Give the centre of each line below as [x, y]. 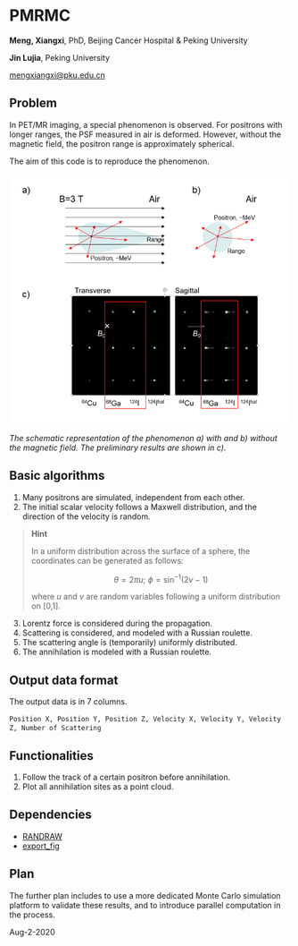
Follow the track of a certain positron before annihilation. [126, 777]
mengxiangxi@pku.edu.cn [57, 75]
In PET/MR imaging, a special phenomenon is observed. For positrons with [146, 124]
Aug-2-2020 [32, 932]
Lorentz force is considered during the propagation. [117, 624]
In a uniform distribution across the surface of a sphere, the [141, 550]
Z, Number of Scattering [55, 729]
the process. [32, 915]
